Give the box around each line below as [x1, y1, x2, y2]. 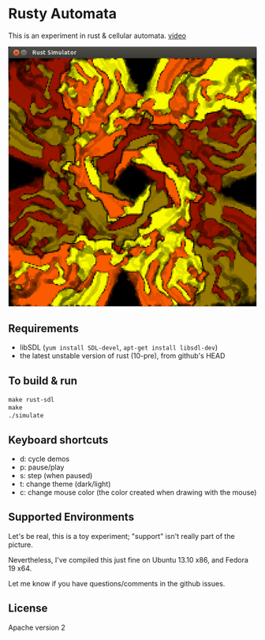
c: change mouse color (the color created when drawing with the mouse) [19, 487, 257, 497]
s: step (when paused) [19, 470, 93, 480]
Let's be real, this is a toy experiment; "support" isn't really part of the [8, 531, 235, 541]
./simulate [8, 412, 44, 420]
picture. [8, 540, 34, 549]
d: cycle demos [19, 454, 69, 463]
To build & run [8, 374, 77, 387]
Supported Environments [8, 511, 135, 524]
